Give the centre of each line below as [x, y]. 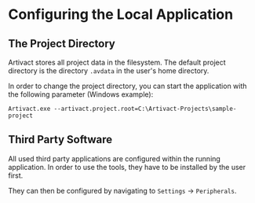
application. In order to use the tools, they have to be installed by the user [127, 167]
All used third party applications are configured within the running [115, 158]
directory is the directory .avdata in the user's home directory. [109, 71]
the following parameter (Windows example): [81, 94]
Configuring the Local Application [121, 15]
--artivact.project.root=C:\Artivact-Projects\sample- [145, 109]
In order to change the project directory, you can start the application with [127, 86]
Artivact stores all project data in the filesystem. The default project [117, 62]
